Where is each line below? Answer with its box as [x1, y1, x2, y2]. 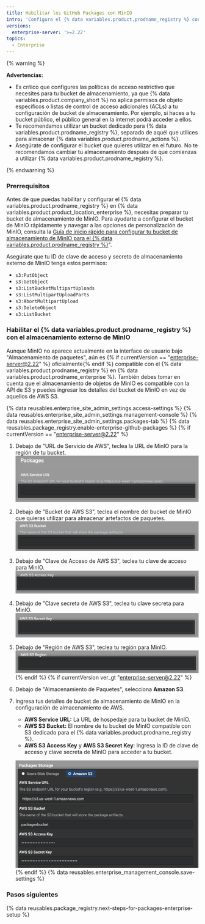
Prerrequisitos [6, 182, 50, 190]
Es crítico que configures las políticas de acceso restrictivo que [15, 83, 175, 90]
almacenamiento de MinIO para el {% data [6, 235, 113, 242]
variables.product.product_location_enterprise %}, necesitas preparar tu [6, 208, 189, 216]
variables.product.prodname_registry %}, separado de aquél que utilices [15, 129, 198, 136]
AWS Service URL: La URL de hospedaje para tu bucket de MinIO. [24, 716, 191, 724]
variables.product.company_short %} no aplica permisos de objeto [15, 97, 183, 103]
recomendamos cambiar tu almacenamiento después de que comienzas [15, 148, 197, 155]
